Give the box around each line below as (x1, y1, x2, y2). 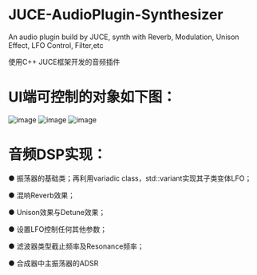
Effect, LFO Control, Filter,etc (8, 40, 104, 50)
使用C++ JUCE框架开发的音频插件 (8, 57, 121, 66)
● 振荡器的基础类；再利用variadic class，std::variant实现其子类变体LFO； (8, 173, 252, 183)
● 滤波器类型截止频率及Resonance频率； (8, 241, 145, 251)
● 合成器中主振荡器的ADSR (8, 258, 99, 268)
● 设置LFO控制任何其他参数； (8, 224, 108, 233)
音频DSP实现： (8, 145, 107, 164)
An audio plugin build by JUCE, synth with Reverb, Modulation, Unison (8, 32, 239, 42)
